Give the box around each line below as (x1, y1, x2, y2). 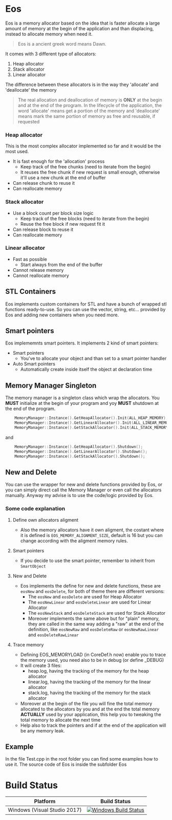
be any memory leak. (20, 727, 65, 733)
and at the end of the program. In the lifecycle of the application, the (17, 102, 162, 108)
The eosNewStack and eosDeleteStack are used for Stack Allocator (28, 610, 166, 616)
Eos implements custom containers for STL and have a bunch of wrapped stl (5, 300, 167, 307)
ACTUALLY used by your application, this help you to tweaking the (20, 711, 161, 717)
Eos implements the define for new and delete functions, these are (20, 582, 161, 589)
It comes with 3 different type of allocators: (5, 51, 96, 57)
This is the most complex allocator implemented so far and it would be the (5, 143, 161, 149)
